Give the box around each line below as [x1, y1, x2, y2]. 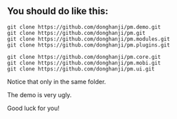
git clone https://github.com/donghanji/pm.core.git [7, 53, 161, 60]
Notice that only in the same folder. [7, 77, 106, 85]
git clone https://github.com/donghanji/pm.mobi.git [7, 59, 161, 66]
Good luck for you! [7, 104, 60, 112]
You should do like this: [7, 5, 108, 17]
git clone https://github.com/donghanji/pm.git [7, 29, 146, 36]
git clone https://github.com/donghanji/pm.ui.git [7, 65, 155, 72]
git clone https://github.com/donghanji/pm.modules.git [7, 36, 170, 42]
